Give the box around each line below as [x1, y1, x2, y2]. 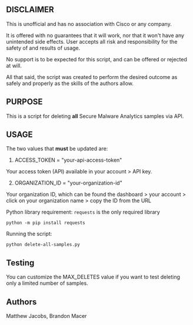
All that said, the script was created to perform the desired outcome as [6, 73, 178, 80]
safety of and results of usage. [6, 44, 81, 51]
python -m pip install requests [6, 220, 85, 226]
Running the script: [6, 230, 52, 238]
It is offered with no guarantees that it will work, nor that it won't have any [6, 32, 184, 39]
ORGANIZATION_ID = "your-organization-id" [14, 179, 122, 186]
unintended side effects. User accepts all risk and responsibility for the [6, 38, 178, 45]
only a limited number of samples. [6, 280, 88, 287]
